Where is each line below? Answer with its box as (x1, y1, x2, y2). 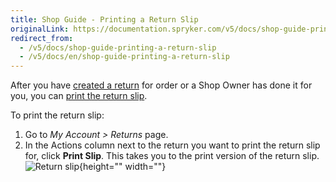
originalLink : (10, 24, 70, 34)
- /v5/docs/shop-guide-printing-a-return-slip (19, 42, 217, 53)
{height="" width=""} (79, 161, 167, 173)
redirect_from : (10, 33, 74, 43)
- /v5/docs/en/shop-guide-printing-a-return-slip (19, 52, 230, 62)
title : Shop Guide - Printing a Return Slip (10, 14, 199, 25)
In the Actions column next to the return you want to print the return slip (24, 139, 321, 151)
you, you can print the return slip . (10, 90, 148, 102)
